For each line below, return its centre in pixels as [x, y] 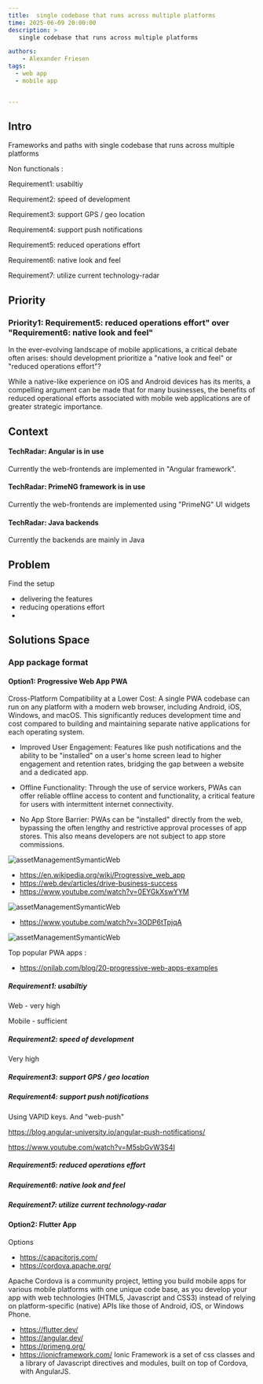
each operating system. [46, 732]
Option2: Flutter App [42, 1224]
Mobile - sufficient [38, 1021]
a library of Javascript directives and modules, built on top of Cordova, [134, 1363]
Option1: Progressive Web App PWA [68, 681]
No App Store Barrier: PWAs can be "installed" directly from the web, [131, 819]
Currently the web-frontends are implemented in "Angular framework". [122, 469]
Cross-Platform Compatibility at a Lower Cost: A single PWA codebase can [129, 699]
